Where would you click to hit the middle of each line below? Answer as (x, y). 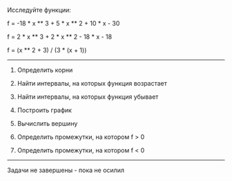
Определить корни (45, 70)
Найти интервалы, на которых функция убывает (88, 97)
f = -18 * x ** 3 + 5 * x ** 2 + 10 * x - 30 (64, 23)
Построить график (45, 110)
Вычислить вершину (47, 123)
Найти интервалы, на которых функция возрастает (92, 83)
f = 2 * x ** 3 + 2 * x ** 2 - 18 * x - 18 (60, 37)
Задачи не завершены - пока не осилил (66, 170)
